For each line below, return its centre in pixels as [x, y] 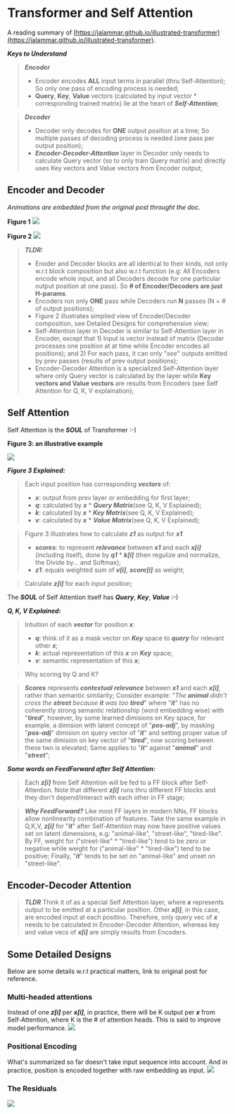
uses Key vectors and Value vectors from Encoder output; [119, 168]
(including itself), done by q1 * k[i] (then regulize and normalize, [127, 555]
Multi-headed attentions [50, 997]
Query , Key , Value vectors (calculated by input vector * [116, 96]
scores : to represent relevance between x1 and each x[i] [118, 547]
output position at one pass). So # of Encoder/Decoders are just [129, 286]
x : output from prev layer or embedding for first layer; [112, 497]
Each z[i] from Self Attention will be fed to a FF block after [109, 782]
